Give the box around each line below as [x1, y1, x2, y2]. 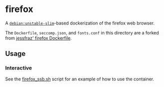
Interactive [5, 64, 32, 71]
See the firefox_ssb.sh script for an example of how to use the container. [5, 76, 155, 82]
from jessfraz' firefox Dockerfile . [5, 35, 72, 41]
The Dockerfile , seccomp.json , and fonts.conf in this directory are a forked [5, 29, 160, 35]
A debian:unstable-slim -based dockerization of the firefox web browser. [5, 20, 155, 26]
